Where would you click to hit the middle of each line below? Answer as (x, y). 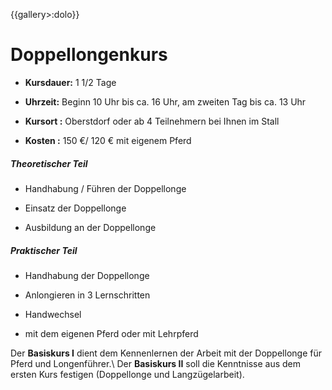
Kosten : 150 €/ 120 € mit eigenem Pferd (108, 140)
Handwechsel (53, 314)
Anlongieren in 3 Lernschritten (87, 295)
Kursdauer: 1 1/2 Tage (70, 82)
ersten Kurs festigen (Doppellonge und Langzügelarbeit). (127, 374)
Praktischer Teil (44, 250)
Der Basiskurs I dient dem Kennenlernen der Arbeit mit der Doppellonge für (166, 353)
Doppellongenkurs (89, 55)
